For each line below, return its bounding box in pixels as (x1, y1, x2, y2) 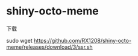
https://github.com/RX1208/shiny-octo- (34, 37, 131, 44)
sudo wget (6, 37, 33, 44)
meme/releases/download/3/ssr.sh (6, 43, 93, 51)
